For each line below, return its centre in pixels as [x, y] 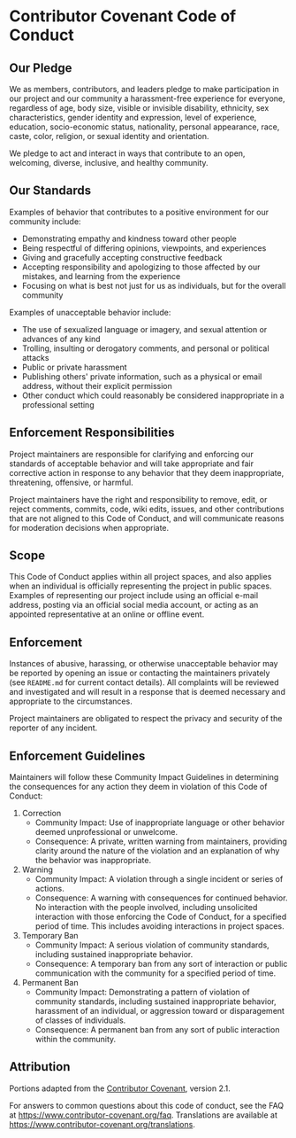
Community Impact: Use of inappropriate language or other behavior [160, 822]
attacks [35, 357]
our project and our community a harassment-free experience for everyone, [147, 98]
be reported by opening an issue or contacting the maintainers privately [140, 673]
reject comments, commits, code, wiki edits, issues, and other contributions [147, 509]
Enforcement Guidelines [77, 756]
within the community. [76, 1040]
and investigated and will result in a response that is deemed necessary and [147, 692]
